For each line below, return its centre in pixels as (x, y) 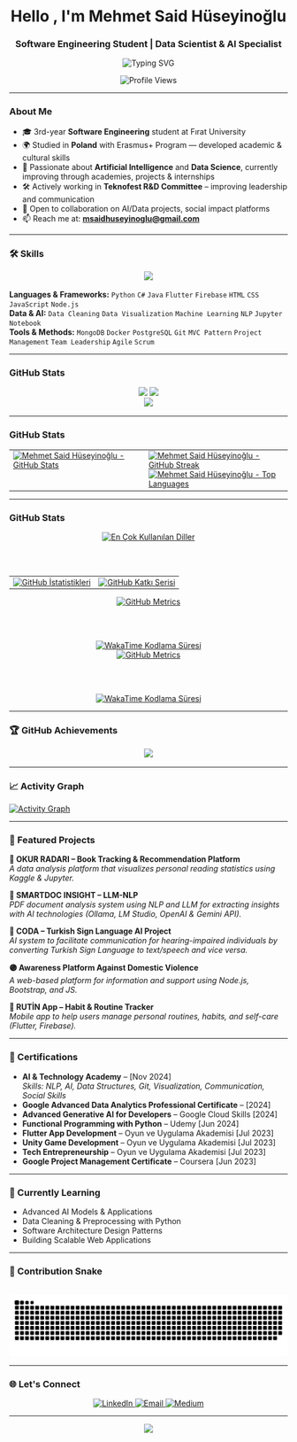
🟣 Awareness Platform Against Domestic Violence (104, 968)
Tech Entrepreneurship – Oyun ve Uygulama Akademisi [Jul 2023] (144, 1151)
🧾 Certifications (44, 1058)
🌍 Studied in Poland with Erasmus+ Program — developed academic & (152, 144)
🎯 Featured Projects (52, 840)
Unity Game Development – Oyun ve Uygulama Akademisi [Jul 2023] (149, 1142)
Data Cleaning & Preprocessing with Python (101, 1221)
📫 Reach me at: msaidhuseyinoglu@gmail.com (111, 218)
